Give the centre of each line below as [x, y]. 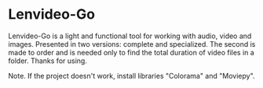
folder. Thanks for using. [48, 61]
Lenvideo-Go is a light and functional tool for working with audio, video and [130, 36]
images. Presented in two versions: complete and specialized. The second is [132, 44]
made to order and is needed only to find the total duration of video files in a [131, 52]
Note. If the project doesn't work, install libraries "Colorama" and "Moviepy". [131, 76]
